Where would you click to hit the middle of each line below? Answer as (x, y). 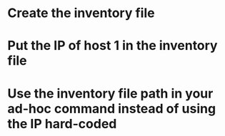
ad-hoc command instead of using (112, 109)
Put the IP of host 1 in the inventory (112, 46)
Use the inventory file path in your (110, 93)
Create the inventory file (81, 13)
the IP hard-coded (62, 124)
